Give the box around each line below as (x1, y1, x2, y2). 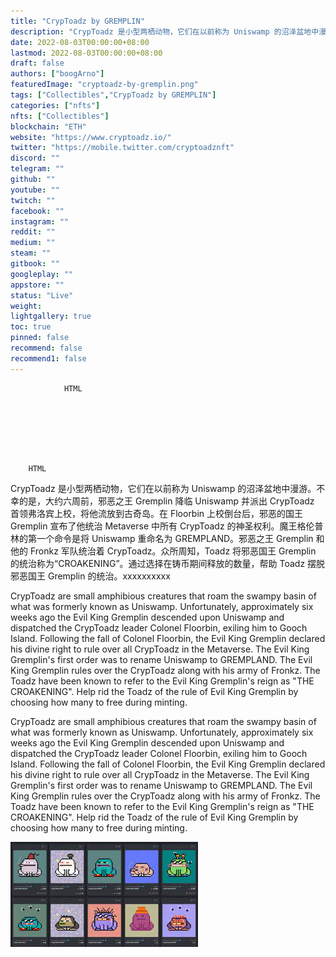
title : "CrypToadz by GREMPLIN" (10, 16, 145, 26)
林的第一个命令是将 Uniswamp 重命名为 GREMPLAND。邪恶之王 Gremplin (10, 532, 314, 544)
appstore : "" (10, 280, 65, 290)
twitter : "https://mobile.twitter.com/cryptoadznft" (10, 143, 235, 153)
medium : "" (10, 238, 56, 248)
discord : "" (10, 153, 60, 164)
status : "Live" (10, 290, 74, 300)
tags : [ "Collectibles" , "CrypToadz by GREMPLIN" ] (10, 90, 217, 100)
